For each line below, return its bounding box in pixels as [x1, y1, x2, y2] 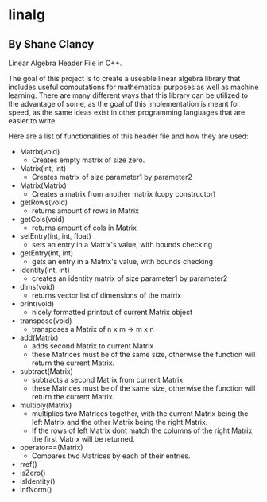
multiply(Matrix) [19, 400, 72, 410]
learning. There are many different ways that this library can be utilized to [8, 91, 249, 100]
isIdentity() [19, 477, 56, 486]
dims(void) [19, 282, 56, 291]
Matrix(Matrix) [19, 181, 68, 190]
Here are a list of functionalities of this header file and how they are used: [8, 131, 249, 141]
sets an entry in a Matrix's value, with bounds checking [31, 240, 213, 249]
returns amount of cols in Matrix [31, 223, 137, 232]
